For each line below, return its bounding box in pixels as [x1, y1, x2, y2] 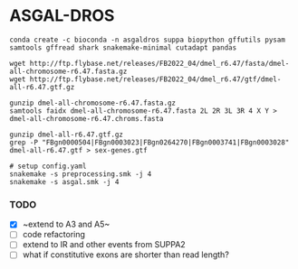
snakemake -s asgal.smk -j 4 [9, 177, 120, 186]
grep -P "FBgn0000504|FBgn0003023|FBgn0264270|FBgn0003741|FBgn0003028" [9, 137, 290, 147]
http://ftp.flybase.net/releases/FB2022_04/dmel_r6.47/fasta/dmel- [29, 59, 290, 68]
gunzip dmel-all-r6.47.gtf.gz [9, 130, 124, 139]
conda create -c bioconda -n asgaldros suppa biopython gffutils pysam [9, 35, 285, 44]
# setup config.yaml [9, 162, 88, 171]
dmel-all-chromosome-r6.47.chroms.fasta [9, 114, 165, 123]
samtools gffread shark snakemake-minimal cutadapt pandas [9, 42, 237, 52]
